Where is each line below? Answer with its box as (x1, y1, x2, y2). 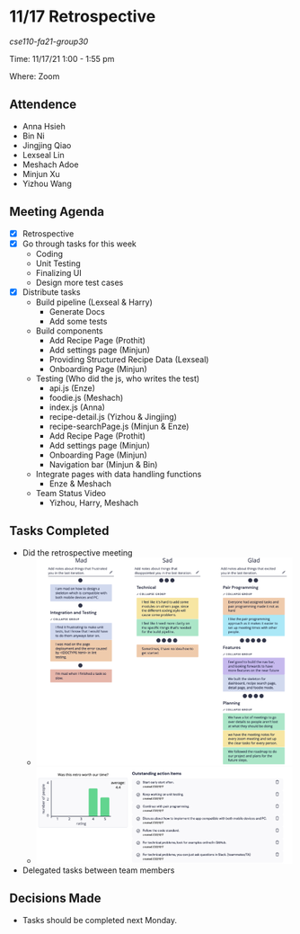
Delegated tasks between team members (22, 865, 175, 876)
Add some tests (49, 316, 108, 326)
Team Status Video (35, 487, 106, 498)
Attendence (9, 97, 77, 112)
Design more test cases (35, 277, 124, 288)
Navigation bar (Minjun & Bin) (49, 458, 158, 469)
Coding (35, 248, 64, 259)
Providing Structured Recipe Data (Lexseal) (49, 353, 209, 365)
